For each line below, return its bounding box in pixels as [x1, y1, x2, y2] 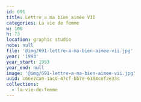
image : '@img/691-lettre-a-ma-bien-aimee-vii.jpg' [6, 70, 136, 76]
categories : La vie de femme [6, 20, 80, 26]
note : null [6, 43, 34, 49]
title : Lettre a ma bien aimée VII [6, 14, 96, 20]
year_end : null [6, 64, 45, 71]
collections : [6, 82, 39, 88]
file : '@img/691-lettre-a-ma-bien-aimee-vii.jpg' [6, 48, 134, 54]
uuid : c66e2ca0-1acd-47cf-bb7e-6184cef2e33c [6, 76, 120, 82]
